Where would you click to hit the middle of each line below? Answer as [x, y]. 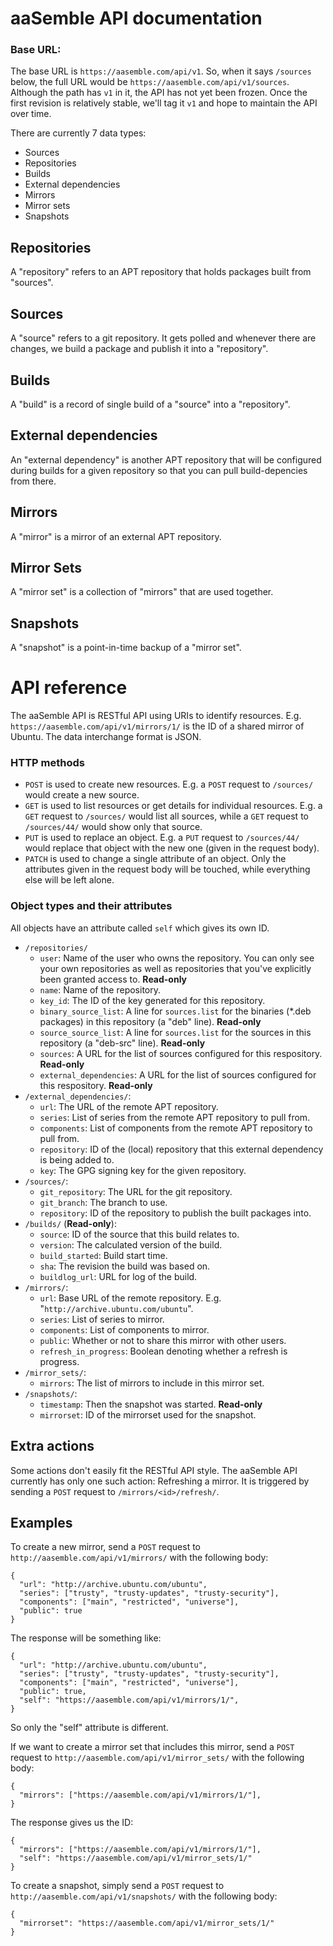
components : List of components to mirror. [124, 1329]
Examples [41, 1522]
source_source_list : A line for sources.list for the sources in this [175, 1032]
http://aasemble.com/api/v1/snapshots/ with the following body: [144, 1896]
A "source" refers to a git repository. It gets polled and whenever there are [163, 338]
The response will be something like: [86, 1638]
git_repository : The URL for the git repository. [136, 1191]
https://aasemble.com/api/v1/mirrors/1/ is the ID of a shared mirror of [157, 726]
